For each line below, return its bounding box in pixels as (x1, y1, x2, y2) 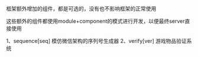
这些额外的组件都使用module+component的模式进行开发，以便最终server (6, 18, 185, 25)
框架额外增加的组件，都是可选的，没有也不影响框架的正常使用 (6, 5, 157, 12)
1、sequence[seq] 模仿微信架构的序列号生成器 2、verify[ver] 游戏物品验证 (6, 38, 187, 44)
